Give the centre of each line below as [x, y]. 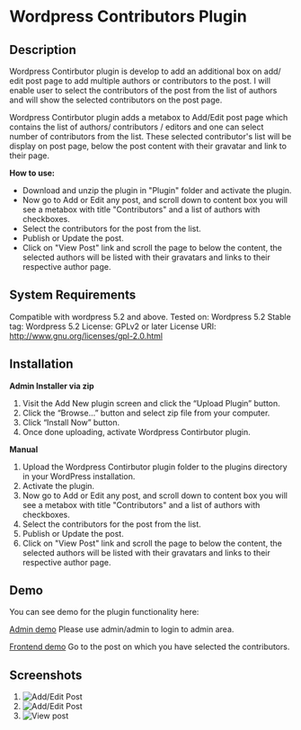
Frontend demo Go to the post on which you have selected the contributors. [150, 647]
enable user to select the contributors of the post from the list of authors [143, 90]
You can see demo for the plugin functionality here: [104, 612]
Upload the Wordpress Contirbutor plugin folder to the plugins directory [155, 467]
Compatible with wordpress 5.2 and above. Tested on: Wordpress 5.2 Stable [150, 316]
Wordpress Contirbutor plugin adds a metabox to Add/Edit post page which [149, 117]
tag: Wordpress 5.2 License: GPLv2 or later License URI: [113, 326]
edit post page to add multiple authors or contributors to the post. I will [140, 81]
